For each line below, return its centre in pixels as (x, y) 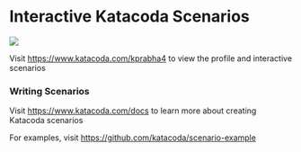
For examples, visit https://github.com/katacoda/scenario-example (133, 138)
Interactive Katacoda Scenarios (129, 17)
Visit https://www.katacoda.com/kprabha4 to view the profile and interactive (151, 58)
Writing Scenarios (49, 91)
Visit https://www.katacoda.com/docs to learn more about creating (133, 111)
